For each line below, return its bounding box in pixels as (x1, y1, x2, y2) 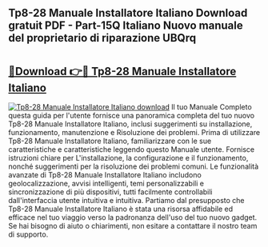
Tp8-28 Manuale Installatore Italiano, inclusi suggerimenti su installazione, (8, 119, 253, 129)
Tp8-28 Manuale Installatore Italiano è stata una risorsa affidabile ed (8, 204, 234, 213)
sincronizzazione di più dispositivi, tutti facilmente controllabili (8, 187, 213, 197)
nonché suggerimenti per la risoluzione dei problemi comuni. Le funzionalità (8, 161, 259, 171)
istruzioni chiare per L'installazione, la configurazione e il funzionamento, (8, 153, 249, 162)
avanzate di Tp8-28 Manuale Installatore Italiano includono (8, 170, 202, 179)
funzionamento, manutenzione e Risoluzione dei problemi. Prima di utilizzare (8, 128, 261, 137)
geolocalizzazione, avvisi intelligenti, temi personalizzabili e (8, 179, 204, 188)
